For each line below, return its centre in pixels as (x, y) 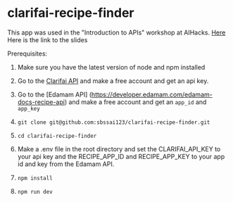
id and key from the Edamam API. (66, 164)
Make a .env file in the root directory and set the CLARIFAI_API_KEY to (119, 149)
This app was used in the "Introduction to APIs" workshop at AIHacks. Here (116, 32)
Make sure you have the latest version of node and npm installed (111, 67)
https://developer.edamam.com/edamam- (152, 94)
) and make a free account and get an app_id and (136, 102)
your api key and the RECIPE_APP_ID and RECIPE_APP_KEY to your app (121, 156)
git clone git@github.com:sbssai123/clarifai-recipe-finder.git (114, 122)
